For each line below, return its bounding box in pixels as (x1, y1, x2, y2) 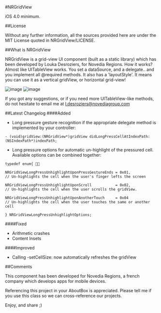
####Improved (5, 245, 35, 250)
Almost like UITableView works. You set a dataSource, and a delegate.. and (5, 66, 154, 72)
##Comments (5, 264, 32, 269)
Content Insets (12, 235, 42, 241)
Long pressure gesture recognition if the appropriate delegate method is (12, 120, 156, 125)
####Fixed (5, 221, 27, 227)
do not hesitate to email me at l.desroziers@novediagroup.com (5, 101, 130, 106)
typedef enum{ (5, 162, 40, 166)
